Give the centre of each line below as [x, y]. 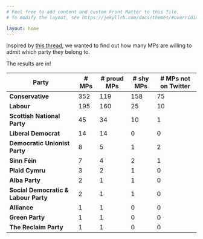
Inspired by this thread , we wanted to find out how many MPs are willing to [99, 45]
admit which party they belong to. [48, 52]
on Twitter [175, 87]
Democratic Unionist [40, 143]
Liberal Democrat [35, 134]
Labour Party [29, 198]
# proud [112, 79]
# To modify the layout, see [43, 18]
